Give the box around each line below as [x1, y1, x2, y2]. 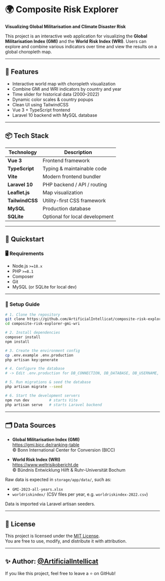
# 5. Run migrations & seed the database [5, 380, 91, 385]
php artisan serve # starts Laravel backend [5, 402, 102, 407]
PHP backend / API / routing [42, 181, 107, 188]
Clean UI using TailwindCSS [12, 101, 69, 107]
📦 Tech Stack [5, 131, 49, 140]
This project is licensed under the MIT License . [5, 533, 100, 539]
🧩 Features [5, 67, 39, 76]
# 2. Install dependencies [5, 330, 60, 335]
